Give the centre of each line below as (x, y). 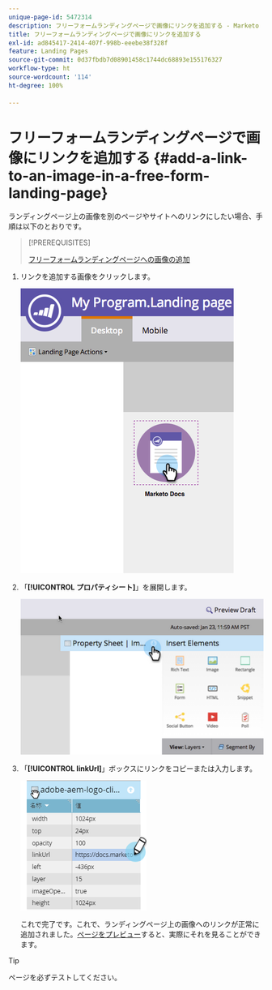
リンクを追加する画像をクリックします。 (87, 276)
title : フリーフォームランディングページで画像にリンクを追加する (105, 34)
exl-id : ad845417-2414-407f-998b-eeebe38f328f (88, 43)
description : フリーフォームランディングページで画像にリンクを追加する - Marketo (134, 26)
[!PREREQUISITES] (59, 242)
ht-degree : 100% (36, 85)
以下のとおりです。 (54, 226)
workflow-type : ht (39, 69)
